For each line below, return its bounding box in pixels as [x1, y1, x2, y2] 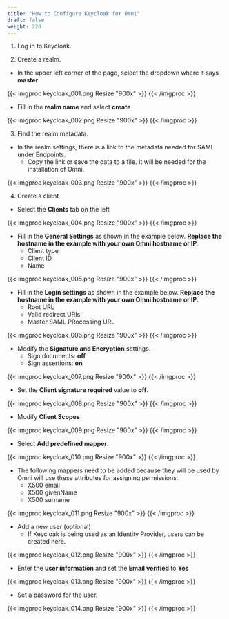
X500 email [27, 481, 61, 490]
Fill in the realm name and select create [17, 103, 131, 111]
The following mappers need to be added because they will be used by [17, 466, 219, 474]
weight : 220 [7, 23, 41, 30]
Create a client [17, 192, 59, 201]
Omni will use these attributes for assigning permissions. [17, 474, 179, 482]
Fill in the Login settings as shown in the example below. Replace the [17, 288, 215, 297]
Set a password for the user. [17, 591, 98, 599]
